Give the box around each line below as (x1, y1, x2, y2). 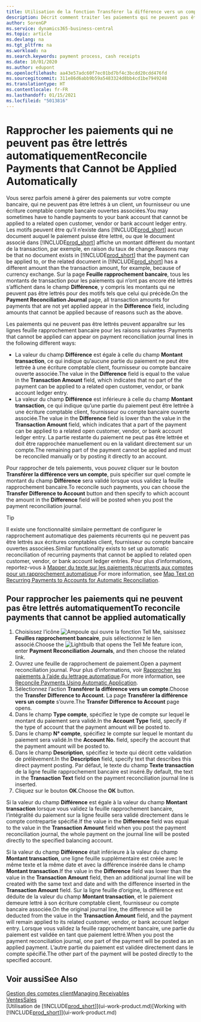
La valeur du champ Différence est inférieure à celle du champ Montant (14, 396, 193, 403)
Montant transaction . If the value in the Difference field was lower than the (6, 868, 191, 875)
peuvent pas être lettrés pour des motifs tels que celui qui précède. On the (6, 290, 188, 297)
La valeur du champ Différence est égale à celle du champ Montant (14, 351, 183, 358)
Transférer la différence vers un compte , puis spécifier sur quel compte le (6, 470, 191, 477)
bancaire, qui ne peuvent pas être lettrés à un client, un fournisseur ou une (6, 200, 190, 208)
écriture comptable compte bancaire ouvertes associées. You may (6, 207, 169, 214)
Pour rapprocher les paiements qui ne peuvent (6, 594, 183, 604)
